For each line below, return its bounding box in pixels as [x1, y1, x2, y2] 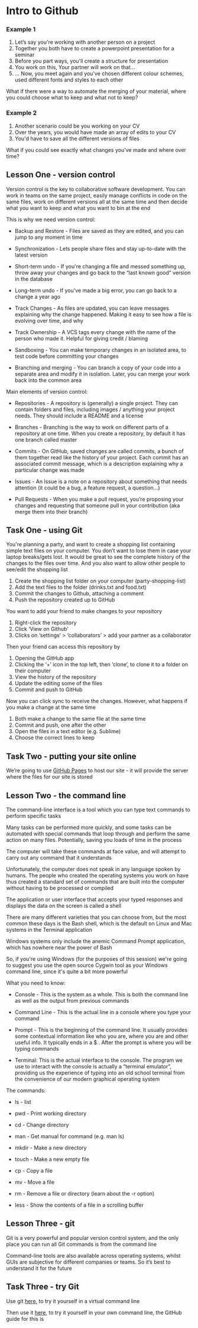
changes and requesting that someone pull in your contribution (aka [14, 501, 180, 509]
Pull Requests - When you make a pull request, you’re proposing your [14, 495, 184, 503]
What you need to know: [6, 980, 66, 987]
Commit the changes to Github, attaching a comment [14, 590, 144, 597]
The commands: [6, 1087, 46, 1094]
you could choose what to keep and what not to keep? [6, 94, 138, 101]
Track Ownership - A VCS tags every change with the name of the [14, 328, 176, 335]
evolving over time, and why [14, 317, 84, 324]
